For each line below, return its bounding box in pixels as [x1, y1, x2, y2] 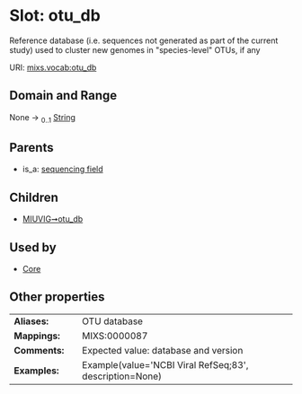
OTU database [82, 315, 144, 328]
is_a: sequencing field [22, 163, 103, 175]
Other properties [9, 289, 105, 305]
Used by [9, 240, 57, 255]
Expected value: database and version [82, 344, 244, 356]
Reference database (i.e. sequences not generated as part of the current [9, 35, 279, 46]
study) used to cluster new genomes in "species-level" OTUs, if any [9, 44, 261, 55]
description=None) [82, 370, 163, 382]
